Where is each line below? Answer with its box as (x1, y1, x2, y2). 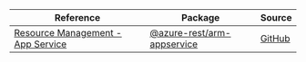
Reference (54, 12, 101, 23)
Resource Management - (14, 27, 123, 39)
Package (181, 12, 220, 23)
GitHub (260, 32, 291, 44)
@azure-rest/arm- (149, 27, 231, 39)
